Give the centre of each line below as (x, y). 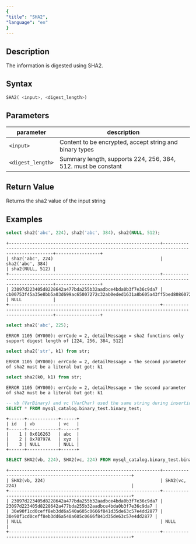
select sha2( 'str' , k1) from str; (48, 351)
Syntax (19, 84)
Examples (24, 219)
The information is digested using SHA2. (55, 66)
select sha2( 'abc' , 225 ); (37, 325)
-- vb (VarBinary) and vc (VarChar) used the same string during (87, 403)
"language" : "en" (27, 22)
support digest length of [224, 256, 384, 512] (65, 341)
